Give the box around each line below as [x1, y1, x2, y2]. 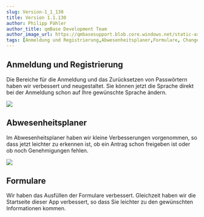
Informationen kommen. [6, 205, 66, 212]
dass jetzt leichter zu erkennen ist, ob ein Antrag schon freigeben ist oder [6, 140, 191, 148]
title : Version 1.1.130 [6, 15, 67, 21]
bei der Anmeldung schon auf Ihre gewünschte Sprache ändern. [6, 89, 167, 96]
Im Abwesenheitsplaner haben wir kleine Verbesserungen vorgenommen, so [6, 134, 197, 141]
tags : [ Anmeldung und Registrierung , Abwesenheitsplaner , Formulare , [6, 37, 181, 43]
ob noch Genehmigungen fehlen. [6, 146, 89, 154]
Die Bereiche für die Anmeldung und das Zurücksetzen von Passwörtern [6, 75, 188, 83]
